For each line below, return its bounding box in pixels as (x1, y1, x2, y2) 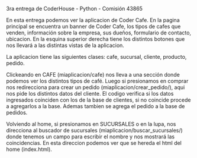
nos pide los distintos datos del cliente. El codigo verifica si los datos (6, 90, 174, 97)
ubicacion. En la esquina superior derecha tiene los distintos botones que (6, 36, 185, 42)
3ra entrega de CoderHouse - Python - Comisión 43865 (6, 5, 143, 12)
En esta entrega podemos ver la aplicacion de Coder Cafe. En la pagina (6, 17, 180, 23)
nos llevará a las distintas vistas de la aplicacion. (6, 42, 124, 49)
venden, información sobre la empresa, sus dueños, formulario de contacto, (6, 29, 191, 36)
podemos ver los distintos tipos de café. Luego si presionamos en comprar (6, 77, 189, 84)
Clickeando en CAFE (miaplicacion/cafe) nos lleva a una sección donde (6, 71, 180, 78)
